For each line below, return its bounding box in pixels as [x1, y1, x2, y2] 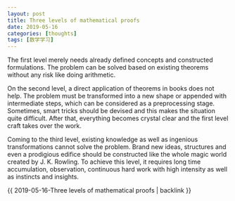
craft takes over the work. [7, 122, 82, 130]
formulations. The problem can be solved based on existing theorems [7, 63, 209, 72]
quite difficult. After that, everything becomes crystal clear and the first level [7, 114, 229, 123]
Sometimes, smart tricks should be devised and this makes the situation [7, 107, 216, 115]
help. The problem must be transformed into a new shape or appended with [7, 92, 227, 100]
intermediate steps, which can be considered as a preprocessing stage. [7, 99, 215, 108]
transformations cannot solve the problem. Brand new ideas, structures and [7, 143, 227, 151]
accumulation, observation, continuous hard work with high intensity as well [7, 165, 227, 174]
